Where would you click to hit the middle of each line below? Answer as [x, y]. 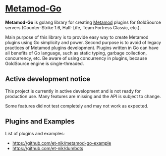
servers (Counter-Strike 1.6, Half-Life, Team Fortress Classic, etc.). [73, 27]
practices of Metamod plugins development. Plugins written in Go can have [82, 48]
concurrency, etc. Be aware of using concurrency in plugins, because [76, 58]
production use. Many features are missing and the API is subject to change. [83, 96]
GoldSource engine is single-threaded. [45, 63]
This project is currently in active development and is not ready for [73, 91]
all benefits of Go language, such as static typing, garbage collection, [76, 53]
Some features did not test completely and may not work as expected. [77, 106]
